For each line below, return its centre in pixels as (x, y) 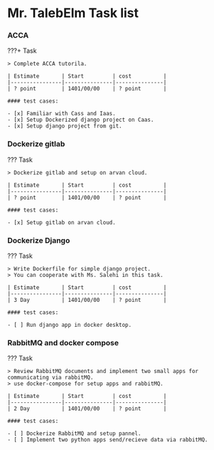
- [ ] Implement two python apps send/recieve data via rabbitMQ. (108, 440)
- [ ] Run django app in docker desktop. (70, 325)
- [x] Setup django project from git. (65, 126)
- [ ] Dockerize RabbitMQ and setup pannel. (74, 434)
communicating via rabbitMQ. (50, 378)
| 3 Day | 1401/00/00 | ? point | (87, 300)
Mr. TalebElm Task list (73, 13)
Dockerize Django (39, 240)
